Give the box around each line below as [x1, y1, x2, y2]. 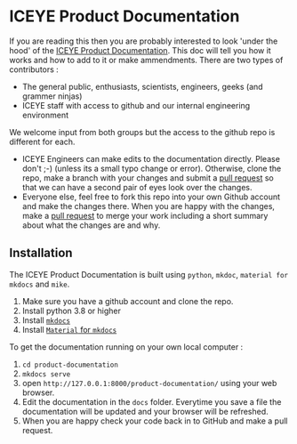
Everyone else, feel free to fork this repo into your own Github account [21, 191, 281, 202]
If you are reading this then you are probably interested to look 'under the [9, 36, 278, 46]
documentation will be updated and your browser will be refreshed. [21, 406, 269, 416]
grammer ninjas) [21, 91, 83, 101]
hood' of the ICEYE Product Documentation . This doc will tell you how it [9, 44, 271, 55]
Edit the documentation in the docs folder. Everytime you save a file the [21, 396, 282, 407]
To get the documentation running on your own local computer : [9, 341, 244, 352]
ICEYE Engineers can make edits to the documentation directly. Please [21, 153, 280, 164]
